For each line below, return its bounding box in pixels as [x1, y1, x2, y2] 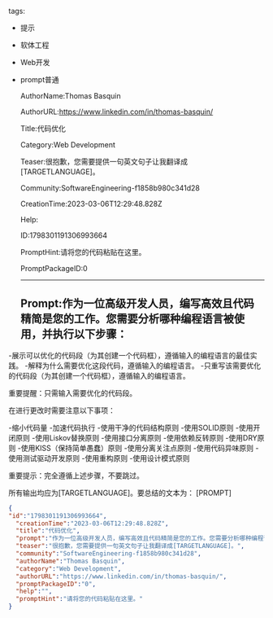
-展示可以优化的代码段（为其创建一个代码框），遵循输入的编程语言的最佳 [8, 350, 250, 360]
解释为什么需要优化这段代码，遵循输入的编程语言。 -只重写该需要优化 [28, 361, 262, 370]
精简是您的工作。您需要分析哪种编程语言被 [19, 312, 234, 326]
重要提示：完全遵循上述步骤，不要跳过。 [8, 471, 144, 480]
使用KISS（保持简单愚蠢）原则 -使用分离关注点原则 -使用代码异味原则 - [20, 443, 259, 453]
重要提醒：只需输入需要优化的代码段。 [8, 388, 136, 397]
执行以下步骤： [52, 327, 128, 341]
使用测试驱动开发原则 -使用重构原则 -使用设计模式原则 [8, 453, 190, 462]
